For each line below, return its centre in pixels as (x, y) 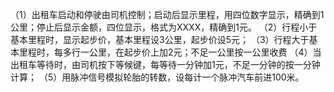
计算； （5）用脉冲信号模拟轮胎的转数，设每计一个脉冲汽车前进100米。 (157, 77)
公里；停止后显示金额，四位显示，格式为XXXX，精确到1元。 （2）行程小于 (164, 27)
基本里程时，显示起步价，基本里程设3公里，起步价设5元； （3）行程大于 (160, 39)
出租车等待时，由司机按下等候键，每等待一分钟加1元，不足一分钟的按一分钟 (165, 64)
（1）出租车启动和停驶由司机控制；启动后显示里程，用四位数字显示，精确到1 (167, 14)
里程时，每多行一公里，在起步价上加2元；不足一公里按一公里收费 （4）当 (170, 52)
